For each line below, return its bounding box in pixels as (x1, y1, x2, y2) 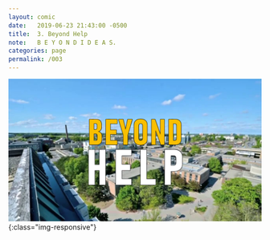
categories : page (8, 47, 67, 55)
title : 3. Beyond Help (8, 30, 88, 38)
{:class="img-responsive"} (8, 222, 97, 232)
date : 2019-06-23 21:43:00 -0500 (8, 21, 128, 30)
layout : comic (8, 13, 56, 21)
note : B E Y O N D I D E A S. (8, 39, 117, 47)
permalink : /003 (8, 55, 63, 63)
